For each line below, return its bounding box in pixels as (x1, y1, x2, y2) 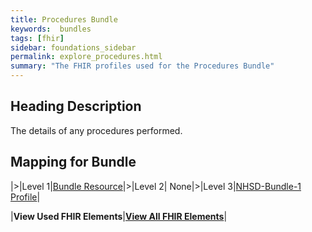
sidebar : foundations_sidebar (10, 42, 137, 53)
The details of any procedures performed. (10, 124, 183, 136)
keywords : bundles (10, 24, 92, 34)
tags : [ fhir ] (10, 33, 65, 43)
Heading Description (10, 98, 142, 115)
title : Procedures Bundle (10, 14, 118, 25)
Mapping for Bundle (10, 154, 137, 171)
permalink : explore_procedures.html (10, 52, 163, 62)
